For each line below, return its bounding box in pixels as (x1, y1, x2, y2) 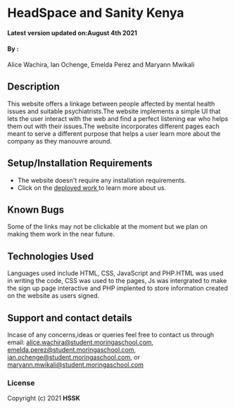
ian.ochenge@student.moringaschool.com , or (7, 353, 141, 362)
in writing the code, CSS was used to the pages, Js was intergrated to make (7, 277, 227, 285)
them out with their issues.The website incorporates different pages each (7, 122, 220, 130)
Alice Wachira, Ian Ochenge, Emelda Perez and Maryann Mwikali (7, 60, 195, 68)
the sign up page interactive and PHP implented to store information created (7, 284, 229, 293)
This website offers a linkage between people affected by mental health (7, 99, 215, 108)
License (7, 378, 35, 388)
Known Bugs (7, 204, 65, 215)
